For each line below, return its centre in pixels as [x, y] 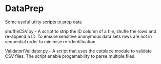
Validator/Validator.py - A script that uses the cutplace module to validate [79, 51]
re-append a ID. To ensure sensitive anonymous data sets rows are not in [79, 36]
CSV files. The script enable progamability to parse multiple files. [70, 56]
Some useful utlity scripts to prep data [43, 22]
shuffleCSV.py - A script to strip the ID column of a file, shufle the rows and [81, 31]
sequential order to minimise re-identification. [51, 41]
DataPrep [24, 8]
